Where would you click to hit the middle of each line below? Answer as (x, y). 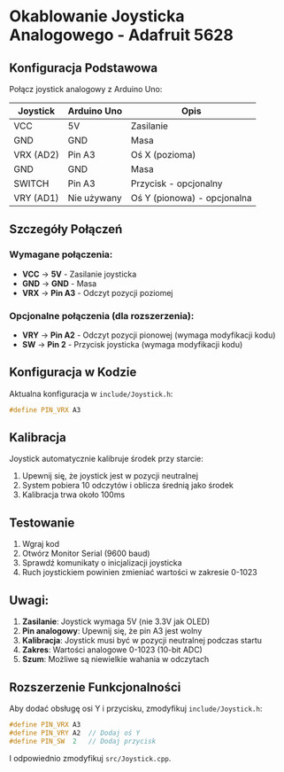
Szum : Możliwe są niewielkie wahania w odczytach (115, 659)
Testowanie (42, 522)
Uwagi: (29, 600)
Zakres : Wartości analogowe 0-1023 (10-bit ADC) (112, 650)
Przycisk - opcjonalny (177, 183)
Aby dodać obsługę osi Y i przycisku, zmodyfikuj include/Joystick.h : (136, 708)
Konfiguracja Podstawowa (83, 68)
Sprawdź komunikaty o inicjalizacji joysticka (102, 563)
